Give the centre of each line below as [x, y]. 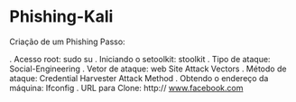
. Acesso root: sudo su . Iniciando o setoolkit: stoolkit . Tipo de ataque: [140, 59]
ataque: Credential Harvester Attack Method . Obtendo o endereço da [139, 78]
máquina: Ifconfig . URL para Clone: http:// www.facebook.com [126, 88]
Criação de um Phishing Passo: [67, 42]
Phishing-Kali [61, 17]
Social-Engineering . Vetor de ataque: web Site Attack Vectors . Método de [148, 69]
